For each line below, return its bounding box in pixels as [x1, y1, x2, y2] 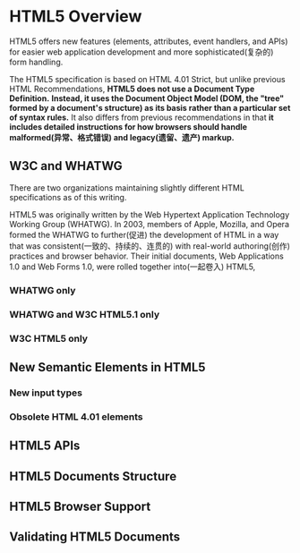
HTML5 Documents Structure [9, 468, 177, 484]
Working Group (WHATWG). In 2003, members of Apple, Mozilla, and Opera [9, 218, 289, 229]
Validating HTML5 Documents [9, 530, 181, 545]
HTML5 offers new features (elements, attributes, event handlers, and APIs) [9, 36, 288, 47]
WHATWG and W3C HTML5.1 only [9, 308, 159, 320]
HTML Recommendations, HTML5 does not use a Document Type [9, 83, 255, 94]
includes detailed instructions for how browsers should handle [9, 121, 248, 132]
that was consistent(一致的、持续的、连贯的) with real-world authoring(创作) [9, 240, 291, 251]
